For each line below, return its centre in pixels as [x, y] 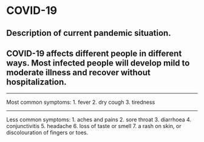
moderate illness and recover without [78, 73]
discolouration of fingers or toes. [47, 133]
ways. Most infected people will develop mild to [98, 63]
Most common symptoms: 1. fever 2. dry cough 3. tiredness [81, 102]
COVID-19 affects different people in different [94, 53]
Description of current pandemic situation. [89, 33]
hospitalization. [36, 82]
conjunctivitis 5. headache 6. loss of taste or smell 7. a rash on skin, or [94, 126]
